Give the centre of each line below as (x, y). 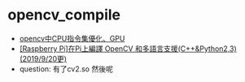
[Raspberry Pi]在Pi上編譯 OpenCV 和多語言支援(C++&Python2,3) (128, 48)
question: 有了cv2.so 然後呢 (66, 69)
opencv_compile (64, 15)
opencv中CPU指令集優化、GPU (72, 38)
